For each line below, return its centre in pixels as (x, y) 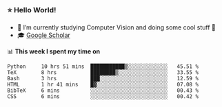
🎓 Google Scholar (44, 35)
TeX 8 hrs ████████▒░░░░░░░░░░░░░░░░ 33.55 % (103, 73)
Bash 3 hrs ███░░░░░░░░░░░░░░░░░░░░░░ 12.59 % (103, 79)
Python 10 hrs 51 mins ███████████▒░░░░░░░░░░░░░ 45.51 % (103, 67)
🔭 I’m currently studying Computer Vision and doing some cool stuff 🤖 (116, 27)
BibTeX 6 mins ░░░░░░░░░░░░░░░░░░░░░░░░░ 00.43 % (103, 91)
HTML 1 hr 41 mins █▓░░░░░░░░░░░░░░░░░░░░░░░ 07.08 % (103, 85)
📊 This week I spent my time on (54, 51)
